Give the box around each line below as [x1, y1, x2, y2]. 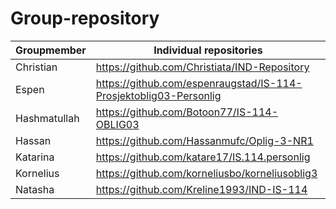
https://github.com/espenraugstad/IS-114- [95, 76, 303, 90]
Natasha [15, 182, 55, 196]
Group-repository [10, 7, 160, 30]
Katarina [15, 150, 55, 164]
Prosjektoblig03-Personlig [95, 88, 222, 102]
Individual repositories [153, 43, 263, 57]
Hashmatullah [15, 111, 80, 125]
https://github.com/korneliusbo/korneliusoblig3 [95, 166, 318, 180]
